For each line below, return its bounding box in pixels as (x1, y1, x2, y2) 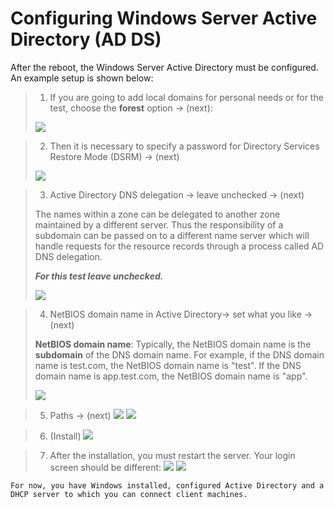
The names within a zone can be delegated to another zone (34, 208, 281, 220)
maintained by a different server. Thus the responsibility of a (34, 218, 284, 231)
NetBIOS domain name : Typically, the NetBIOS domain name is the (34, 338, 312, 350)
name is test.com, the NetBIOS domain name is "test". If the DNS (34, 359, 302, 371)
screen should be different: (49, 461, 162, 473)
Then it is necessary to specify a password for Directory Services (49, 140, 320, 152)
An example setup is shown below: (10, 72, 154, 84)
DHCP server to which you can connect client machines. (10, 489, 248, 499)
